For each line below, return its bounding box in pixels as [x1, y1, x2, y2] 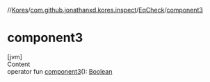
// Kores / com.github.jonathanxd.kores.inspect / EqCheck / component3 [7, 6, 203, 14]
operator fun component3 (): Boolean [7, 67, 113, 75]
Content [7, 60, 31, 68]
